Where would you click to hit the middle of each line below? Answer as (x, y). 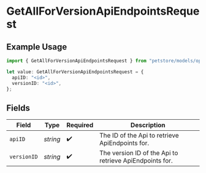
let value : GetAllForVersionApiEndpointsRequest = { (75, 72)
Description (148, 125)
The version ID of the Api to (139, 153)
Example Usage (37, 47)
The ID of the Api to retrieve (139, 136)
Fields (18, 108)
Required (80, 125)
